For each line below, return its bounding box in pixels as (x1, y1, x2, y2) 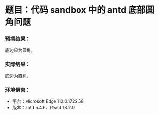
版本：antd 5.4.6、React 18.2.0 (12, 105, 75, 111)
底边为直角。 (5, 73, 31, 79)
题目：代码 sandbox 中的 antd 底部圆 (5, 4, 155, 16)
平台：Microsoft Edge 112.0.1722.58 (12, 98, 84, 104)
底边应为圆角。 (5, 47, 35, 53)
